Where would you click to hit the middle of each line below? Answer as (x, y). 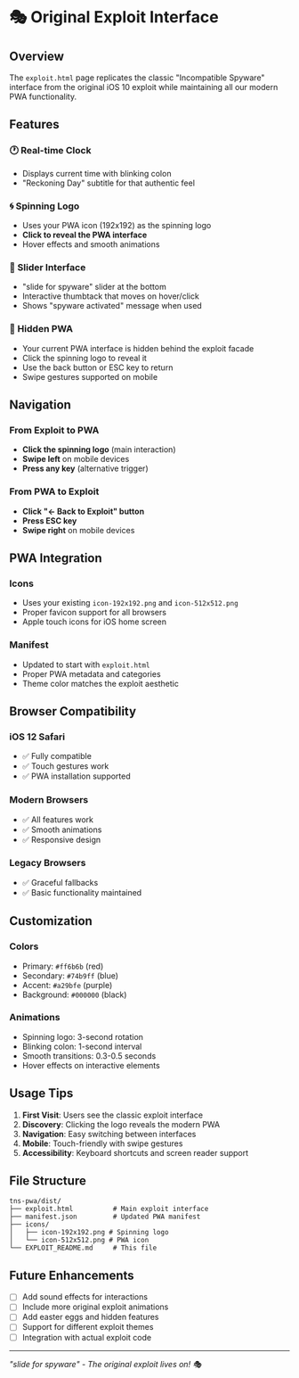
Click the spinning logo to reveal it (84, 358)
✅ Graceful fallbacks (60, 882)
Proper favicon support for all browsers (94, 613)
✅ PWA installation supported (76, 776)
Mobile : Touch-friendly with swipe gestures (102, 1143)
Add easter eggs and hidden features (90, 1317)
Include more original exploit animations (95, 1307)
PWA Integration (56, 558)
